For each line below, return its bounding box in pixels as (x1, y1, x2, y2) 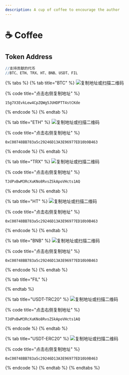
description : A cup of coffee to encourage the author (5, 7, 120, 12)
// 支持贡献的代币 (5, 65, 35, 71)
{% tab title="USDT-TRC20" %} (5, 296, 69, 303)
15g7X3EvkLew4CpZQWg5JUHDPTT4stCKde (5, 100, 80, 106)
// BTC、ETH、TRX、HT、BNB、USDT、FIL (5, 70, 78, 75)
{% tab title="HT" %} (5, 198, 48, 204)
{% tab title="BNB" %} (5, 238, 51, 244)
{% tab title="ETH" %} (5, 120, 51, 125)
